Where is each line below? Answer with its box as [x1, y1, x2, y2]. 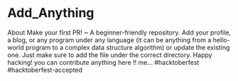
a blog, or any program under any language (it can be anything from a [7, 35, 212, 44]
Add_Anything [7, 5, 94, 21]
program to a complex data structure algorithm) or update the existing [25, 43, 230, 51]
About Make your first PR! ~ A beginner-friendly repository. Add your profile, [7, 28, 232, 37]
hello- [212, 35, 230, 44]
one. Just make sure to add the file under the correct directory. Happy [7, 51, 212, 59]
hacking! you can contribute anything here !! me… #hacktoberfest [7, 58, 200, 66]
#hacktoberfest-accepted [7, 66, 83, 74]
